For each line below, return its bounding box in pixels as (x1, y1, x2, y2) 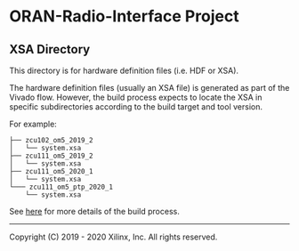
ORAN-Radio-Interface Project (9, 6, 239, 27)
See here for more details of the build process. (9, 206, 180, 216)
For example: (9, 118, 58, 129)
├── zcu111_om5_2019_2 (9, 151, 93, 160)
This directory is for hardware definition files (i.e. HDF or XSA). (9, 65, 238, 76)
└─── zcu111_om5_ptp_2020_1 (9, 182, 114, 191)
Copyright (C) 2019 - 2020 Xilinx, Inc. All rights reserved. (9, 231, 218, 242)
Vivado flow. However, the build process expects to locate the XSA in (9, 92, 263, 102)
